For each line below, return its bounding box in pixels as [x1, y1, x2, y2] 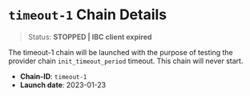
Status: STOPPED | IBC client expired [27, 32, 152, 42]
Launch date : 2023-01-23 [19, 80, 107, 90]
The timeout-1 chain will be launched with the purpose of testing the [8, 47, 234, 57]
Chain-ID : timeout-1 [19, 71, 87, 81]
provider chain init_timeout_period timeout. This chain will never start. [8, 56, 244, 66]
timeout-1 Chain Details [8, 6, 167, 24]
